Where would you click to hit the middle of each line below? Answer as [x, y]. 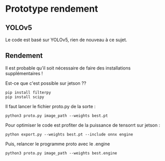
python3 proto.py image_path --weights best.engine [61, 153]
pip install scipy [25, 97]
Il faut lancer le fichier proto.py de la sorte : [50, 106]
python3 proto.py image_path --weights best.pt [57, 116]
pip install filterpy [28, 92]
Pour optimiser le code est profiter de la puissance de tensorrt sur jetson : [83, 125]
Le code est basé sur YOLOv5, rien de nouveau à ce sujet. [66, 40]
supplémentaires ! [24, 73]
